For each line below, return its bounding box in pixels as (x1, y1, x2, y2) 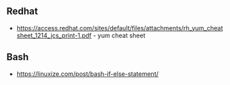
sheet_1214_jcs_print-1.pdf (16, 31, 92, 39)
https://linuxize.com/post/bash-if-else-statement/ (16, 69, 159, 78)
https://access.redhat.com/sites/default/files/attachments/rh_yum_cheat (16, 23, 223, 32)
